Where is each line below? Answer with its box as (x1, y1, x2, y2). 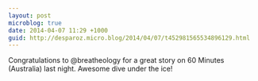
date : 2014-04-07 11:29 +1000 (8, 26, 109, 34)
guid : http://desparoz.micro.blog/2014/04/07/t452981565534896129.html (8, 33, 250, 42)
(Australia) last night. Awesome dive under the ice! (8, 64, 173, 74)
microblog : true (8, 19, 62, 27)
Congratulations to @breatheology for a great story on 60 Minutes (8, 56, 225, 65)
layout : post (8, 11, 52, 20)
